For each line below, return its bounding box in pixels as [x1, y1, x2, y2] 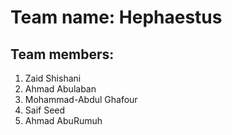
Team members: [10, 46, 115, 63]
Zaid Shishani [24, 72, 82, 84]
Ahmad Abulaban [24, 83, 97, 95]
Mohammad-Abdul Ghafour [24, 94, 138, 105]
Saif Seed [24, 104, 66, 116]
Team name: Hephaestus [10, 6, 223, 29]
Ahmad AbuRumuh [24, 115, 103, 126]
